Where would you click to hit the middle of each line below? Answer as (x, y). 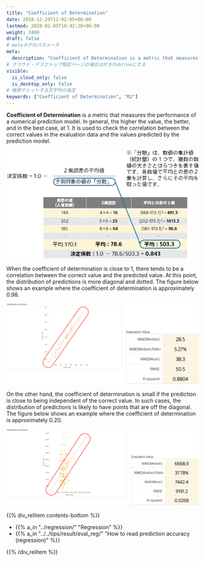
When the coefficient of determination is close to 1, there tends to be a (95, 269)
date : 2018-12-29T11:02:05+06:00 (49, 19)
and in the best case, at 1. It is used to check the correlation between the (98, 128)
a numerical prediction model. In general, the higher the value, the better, (99, 121)
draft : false (23, 39)
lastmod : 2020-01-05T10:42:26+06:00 (53, 26)
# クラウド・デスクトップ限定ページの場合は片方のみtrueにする (76, 64)
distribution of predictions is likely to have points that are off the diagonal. (99, 407)
